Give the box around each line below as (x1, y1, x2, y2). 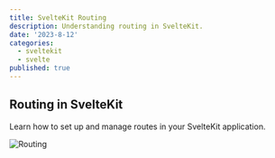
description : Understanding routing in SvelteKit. (9, 22, 204, 31)
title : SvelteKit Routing (9, 13, 106, 23)
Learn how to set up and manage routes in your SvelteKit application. (9, 121, 266, 132)
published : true (9, 64, 70, 73)
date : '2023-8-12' (9, 30, 78, 39)
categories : (9, 38, 54, 48)
